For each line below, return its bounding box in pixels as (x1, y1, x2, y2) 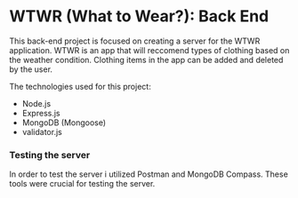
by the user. (9, 64, 53, 75)
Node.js (21, 98, 52, 108)
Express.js (21, 107, 60, 118)
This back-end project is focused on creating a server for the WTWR (9, 36, 261, 46)
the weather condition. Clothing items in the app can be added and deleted (9, 54, 284, 65)
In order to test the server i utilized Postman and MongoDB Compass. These (9, 169, 289, 179)
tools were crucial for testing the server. (9, 178, 156, 189)
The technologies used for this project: (9, 81, 151, 91)
